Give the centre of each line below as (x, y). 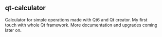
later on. (13, 30)
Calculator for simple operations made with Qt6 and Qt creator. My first (76, 19)
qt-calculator (26, 8)
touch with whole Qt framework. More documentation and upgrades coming (81, 25)
